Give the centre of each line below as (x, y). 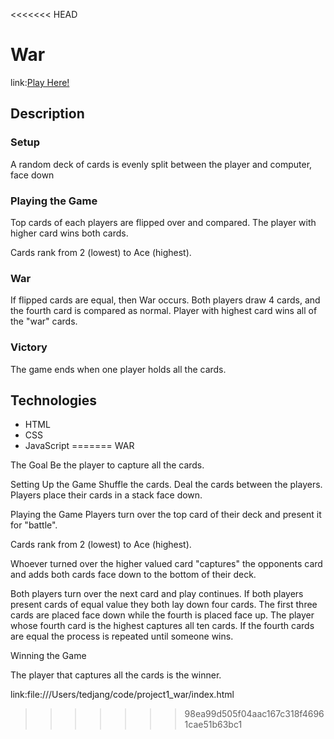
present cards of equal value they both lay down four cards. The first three (164, 605)
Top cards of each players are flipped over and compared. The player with (163, 222)
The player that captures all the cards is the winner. (116, 675)
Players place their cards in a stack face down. (106, 495)
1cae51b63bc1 (213, 725)
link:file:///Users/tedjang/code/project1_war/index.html (122, 695)
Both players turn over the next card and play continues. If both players (157, 594)
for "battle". (34, 525)
